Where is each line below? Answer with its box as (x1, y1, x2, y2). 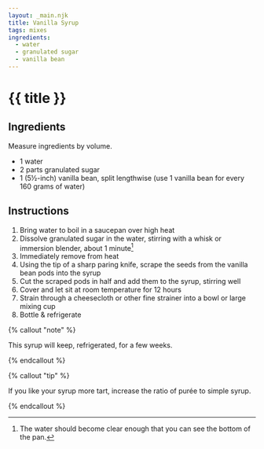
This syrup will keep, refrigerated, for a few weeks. (8, 340, 173, 350)
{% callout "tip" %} (8, 371, 70, 381)
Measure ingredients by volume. (8, 141, 112, 150)
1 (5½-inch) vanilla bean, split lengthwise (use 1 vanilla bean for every (19, 173, 245, 182)
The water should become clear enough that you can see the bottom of (19, 424, 251, 433)
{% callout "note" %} (8, 326, 76, 335)
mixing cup (19, 302, 57, 311)
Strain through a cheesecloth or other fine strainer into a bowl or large (19, 293, 246, 303)
